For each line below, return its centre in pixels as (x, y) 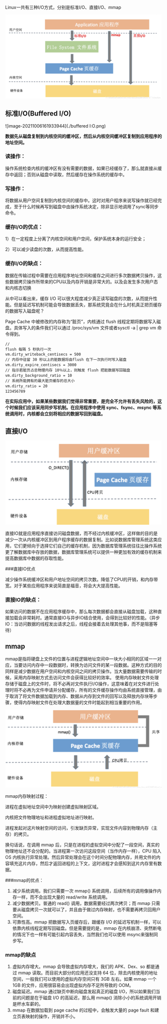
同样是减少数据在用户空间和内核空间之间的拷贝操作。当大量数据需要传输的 (81, 671)
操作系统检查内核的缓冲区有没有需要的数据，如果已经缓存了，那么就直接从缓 (83, 168)
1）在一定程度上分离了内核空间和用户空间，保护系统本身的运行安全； (76, 239)
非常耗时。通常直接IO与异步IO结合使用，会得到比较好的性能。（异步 (91, 618)
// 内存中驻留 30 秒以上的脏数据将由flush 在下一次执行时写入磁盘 (66, 360)
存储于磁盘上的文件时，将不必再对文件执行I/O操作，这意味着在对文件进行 (80, 684)
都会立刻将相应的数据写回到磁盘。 (70, 414)
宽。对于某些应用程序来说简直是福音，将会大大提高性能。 (64, 586)
